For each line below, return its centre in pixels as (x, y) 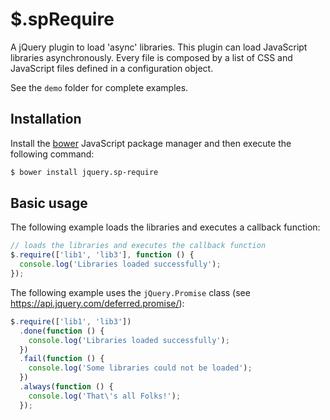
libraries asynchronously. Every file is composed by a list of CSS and (151, 57)
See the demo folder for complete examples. (99, 87)
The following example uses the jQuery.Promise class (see (130, 292)
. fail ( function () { (62, 359)
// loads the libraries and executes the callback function (138, 246)
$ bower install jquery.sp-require (84, 172)
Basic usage (49, 203)
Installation (46, 119)
